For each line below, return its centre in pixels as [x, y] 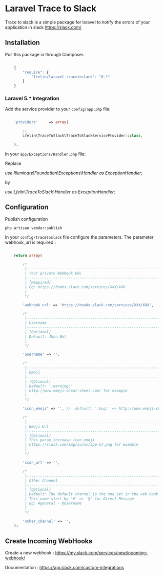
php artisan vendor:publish [34, 228]
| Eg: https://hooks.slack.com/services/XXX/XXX [75, 287]
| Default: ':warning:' [49, 386]
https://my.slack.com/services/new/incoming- [101, 553]
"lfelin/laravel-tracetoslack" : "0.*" [71, 77]
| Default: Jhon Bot [46, 336]
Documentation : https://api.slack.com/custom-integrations [65, 568]
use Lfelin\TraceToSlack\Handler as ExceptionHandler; [60, 192]
